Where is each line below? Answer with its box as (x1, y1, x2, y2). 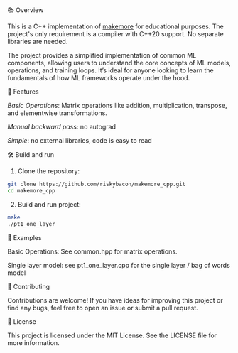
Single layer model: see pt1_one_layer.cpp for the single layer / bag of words (7, 261, 231, 269)
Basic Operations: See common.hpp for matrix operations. (7, 247, 178, 256)
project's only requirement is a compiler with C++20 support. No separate (7, 30, 224, 38)
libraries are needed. (7, 38, 68, 45)
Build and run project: (17, 200, 82, 208)
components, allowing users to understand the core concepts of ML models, (7, 59, 231, 67)
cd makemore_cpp (7, 187, 55, 194)
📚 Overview (7, 6, 44, 14)
